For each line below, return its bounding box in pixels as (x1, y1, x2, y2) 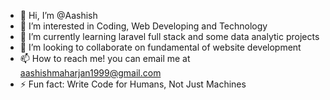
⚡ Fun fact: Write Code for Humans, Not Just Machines (19, 78, 247, 90)
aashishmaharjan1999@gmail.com (19, 67, 162, 79)
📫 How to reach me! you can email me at (19, 53, 191, 64)
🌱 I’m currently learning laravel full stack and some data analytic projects (19, 31, 320, 42)
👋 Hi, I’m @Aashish (19, 10, 98, 21)
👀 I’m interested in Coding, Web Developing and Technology (19, 20, 268, 32)
